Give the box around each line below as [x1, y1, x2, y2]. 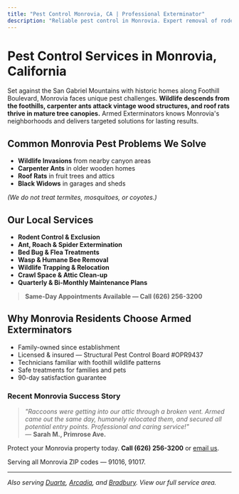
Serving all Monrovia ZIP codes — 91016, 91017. [7, 458, 146, 466]
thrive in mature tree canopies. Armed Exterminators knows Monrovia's [7, 109, 220, 118]
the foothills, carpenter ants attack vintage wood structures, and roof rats [7, 101, 230, 111]
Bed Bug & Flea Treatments [17, 248, 100, 257]
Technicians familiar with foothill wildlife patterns [17, 358, 161, 366]
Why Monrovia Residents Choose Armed [7, 313, 192, 325]
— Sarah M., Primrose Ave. [24, 430, 107, 439]
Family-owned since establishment [17, 343, 120, 351]
